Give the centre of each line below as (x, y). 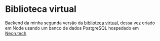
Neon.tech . (17, 33)
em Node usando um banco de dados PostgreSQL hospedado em (72, 28)
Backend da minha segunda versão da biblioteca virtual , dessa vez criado (80, 23)
